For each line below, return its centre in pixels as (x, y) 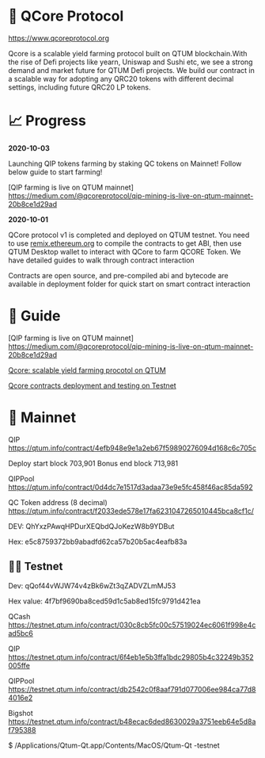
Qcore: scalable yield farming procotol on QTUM (87, 370)
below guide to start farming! (55, 172)
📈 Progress (47, 121)
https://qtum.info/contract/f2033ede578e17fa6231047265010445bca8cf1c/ (131, 511)
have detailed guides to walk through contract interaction (102, 260)
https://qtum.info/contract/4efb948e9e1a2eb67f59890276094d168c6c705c (132, 448)
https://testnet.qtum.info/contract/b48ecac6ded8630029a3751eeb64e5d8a (132, 722)
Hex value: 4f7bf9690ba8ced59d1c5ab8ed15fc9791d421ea (104, 601)
